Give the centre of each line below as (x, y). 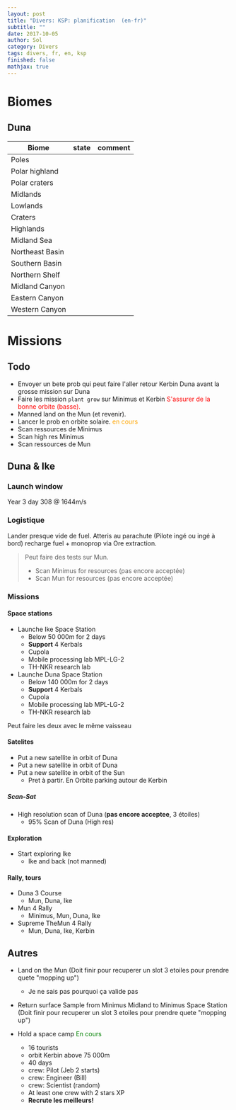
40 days (40, 1063)
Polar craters (32, 183)
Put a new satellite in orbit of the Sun (71, 772)
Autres (23, 953)
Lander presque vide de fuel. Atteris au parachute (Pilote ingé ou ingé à (111, 536)
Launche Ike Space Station (57, 629)
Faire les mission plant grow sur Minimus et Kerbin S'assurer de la (114, 399)
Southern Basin (36, 263)
